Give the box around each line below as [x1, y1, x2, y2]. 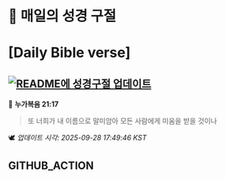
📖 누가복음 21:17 [8, 99, 59, 109]
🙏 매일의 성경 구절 [8, 7, 117, 25]
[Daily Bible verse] [8, 44, 131, 62]
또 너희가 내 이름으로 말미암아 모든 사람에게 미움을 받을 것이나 [27, 116, 217, 126]
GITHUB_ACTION [8, 158, 95, 172]
